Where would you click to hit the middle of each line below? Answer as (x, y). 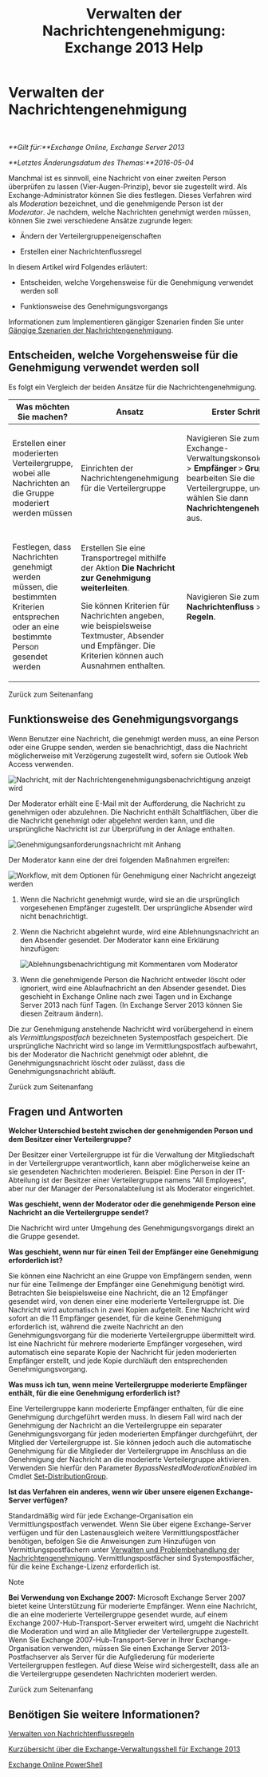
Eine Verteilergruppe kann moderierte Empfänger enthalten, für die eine (126, 1408)
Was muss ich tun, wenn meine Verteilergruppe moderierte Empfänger (128, 1384)
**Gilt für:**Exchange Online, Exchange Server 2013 (97, 147)
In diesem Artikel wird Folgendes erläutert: (78, 267)
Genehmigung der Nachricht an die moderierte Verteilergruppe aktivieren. (130, 1459)
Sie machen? (42, 417)
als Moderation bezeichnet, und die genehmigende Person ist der (116, 203)
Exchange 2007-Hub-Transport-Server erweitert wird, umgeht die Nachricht (134, 1623)
